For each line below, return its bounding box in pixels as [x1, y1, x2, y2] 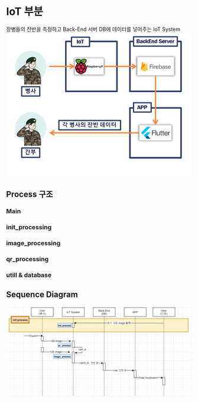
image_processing [6, 239, 61, 248]
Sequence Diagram [6, 289, 78, 299]
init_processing [6, 223, 52, 232]
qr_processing [6, 255, 49, 264]
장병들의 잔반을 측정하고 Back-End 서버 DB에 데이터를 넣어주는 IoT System [6, 26, 181, 33]
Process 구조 [6, 189, 53, 199]
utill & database [6, 271, 52, 279]
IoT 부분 [6, 5, 43, 18]
